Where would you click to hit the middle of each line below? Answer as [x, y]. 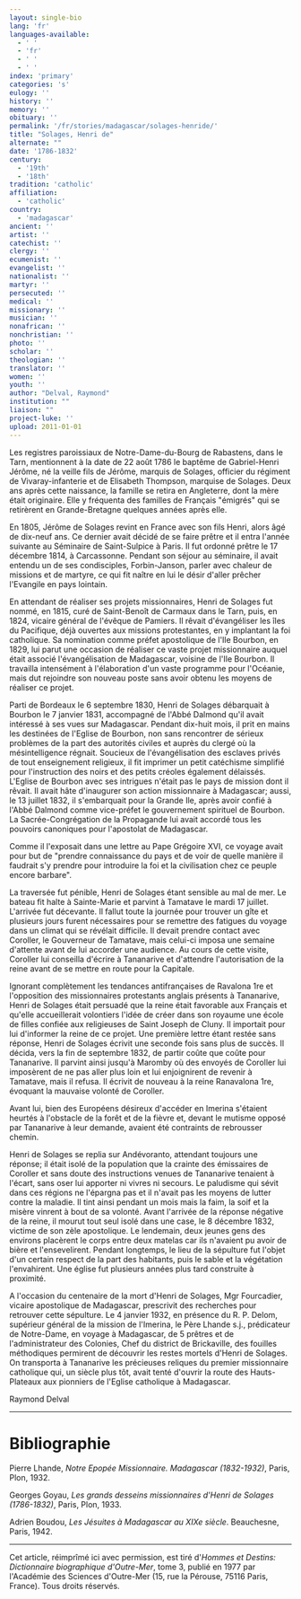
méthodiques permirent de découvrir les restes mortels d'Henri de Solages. [149, 1353]
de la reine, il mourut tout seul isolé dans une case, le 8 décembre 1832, [142, 1221]
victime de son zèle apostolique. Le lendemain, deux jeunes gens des [138, 1230]
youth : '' [28, 385]
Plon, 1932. [30, 1478]
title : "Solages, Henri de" [62, 135]
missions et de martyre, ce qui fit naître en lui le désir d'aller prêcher [135, 575]
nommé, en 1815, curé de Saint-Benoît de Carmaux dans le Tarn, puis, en [143, 611]
